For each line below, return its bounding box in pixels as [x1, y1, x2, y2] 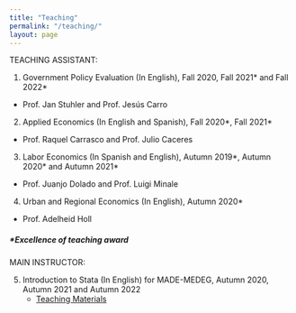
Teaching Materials [35, 294, 107, 305]
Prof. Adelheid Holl [22, 214, 93, 225]
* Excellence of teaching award [9, 234, 129, 244]
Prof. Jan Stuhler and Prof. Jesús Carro [22, 99, 168, 110]
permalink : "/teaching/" [9, 22, 103, 31]
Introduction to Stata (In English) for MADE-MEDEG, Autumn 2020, [22, 274, 270, 285]
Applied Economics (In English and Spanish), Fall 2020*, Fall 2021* [22, 116, 273, 127]
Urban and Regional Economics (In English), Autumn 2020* [22, 196, 244, 207]
